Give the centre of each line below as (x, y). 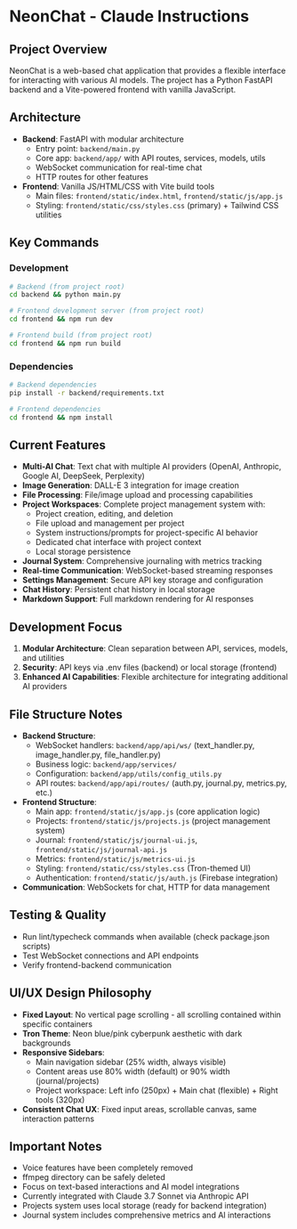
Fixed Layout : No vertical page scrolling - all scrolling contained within (152, 1014)
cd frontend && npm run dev (61, 319)
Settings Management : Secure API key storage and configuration (143, 580)
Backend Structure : (59, 736)
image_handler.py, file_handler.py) (98, 754)
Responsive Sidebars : (63, 1052)
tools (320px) (60, 1099)
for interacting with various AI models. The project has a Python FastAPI (141, 80)
